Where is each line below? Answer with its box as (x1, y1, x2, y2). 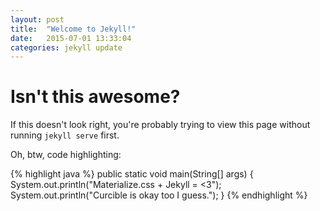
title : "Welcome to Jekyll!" (10, 24, 137, 34)
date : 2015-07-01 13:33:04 (10, 33, 132, 43)
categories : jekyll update (10, 42, 123, 53)
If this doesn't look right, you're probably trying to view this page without (10, 119, 311, 131)
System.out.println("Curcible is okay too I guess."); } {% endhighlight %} (10, 189, 308, 201)
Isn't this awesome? (10, 86, 181, 108)
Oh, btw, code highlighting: (10, 149, 122, 161)
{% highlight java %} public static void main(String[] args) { (10, 168, 254, 180)
